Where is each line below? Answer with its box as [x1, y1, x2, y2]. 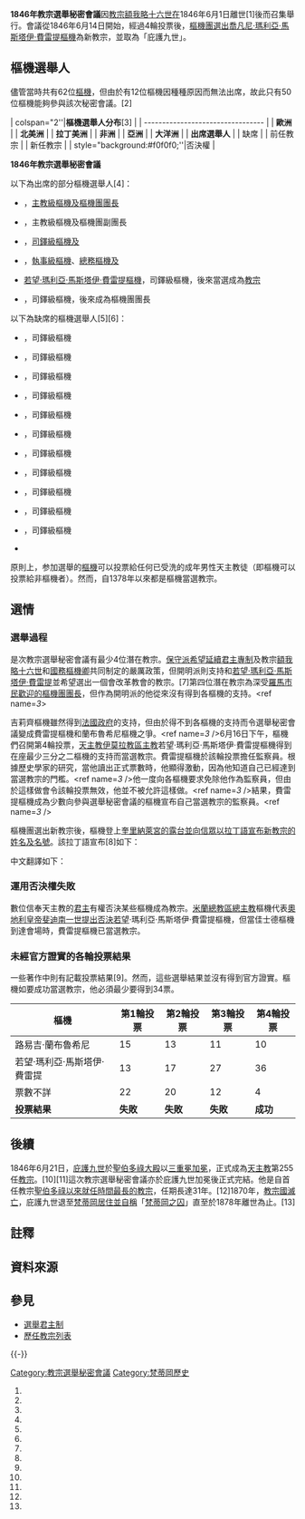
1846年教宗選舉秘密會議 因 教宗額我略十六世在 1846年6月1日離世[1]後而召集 [10, 9, 288, 19]
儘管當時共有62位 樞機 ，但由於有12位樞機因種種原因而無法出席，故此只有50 [10, 86, 292, 97]
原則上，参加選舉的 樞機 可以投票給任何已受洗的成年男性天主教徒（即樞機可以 [10, 561, 296, 572]
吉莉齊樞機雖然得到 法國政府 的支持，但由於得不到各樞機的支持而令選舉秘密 [10, 716, 288, 728]
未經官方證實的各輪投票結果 [10, 950, 131, 963]
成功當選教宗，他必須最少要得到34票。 [33, 983, 179, 995]
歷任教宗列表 [23, 1330, 71, 1340]
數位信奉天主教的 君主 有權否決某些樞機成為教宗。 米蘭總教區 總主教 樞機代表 [10, 902, 288, 914]
